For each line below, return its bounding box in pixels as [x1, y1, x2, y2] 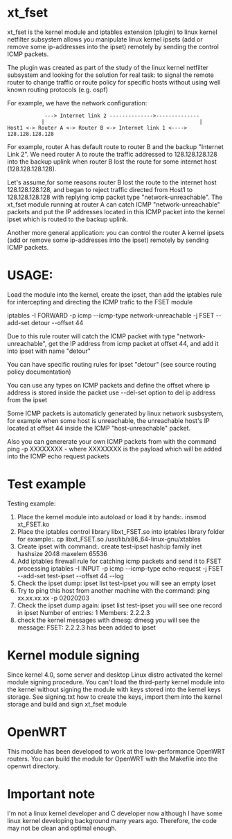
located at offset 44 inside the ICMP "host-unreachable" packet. [7, 424, 191, 432]
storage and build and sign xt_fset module [7, 700, 127, 708]
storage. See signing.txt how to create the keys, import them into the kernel [7, 692, 223, 701]
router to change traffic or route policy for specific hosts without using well [7, 78, 221, 86]
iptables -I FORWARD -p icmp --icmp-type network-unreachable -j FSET [7, 311, 215, 320]
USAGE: [7, 268, 53, 284]
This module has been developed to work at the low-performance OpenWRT [7, 747, 226, 755]
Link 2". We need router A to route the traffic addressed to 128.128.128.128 [7, 150, 217, 158]
